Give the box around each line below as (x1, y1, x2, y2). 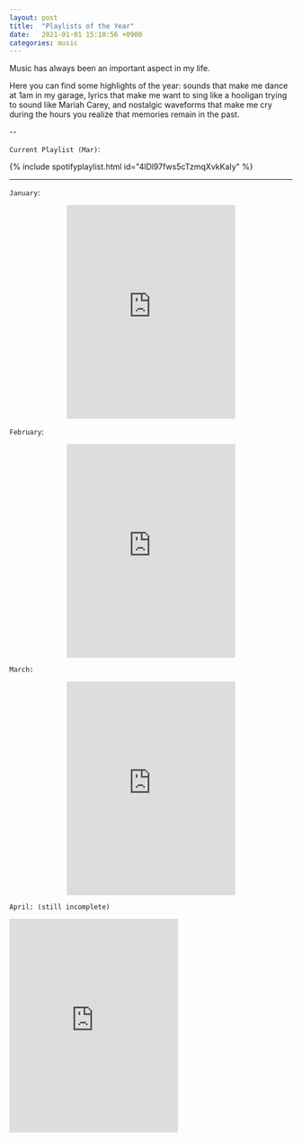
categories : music (9, 38, 78, 48)
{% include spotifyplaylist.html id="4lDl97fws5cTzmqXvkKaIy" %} (9, 161, 253, 172)
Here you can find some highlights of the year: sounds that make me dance (9, 80, 289, 91)
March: (9, 665, 34, 675)
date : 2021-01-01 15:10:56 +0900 (9, 30, 143, 39)
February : (9, 427, 45, 437)
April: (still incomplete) (9, 903, 111, 912)
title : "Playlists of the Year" (9, 22, 135, 31)
